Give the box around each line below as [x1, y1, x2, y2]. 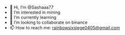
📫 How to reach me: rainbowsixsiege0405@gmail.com [9, 25, 120, 30]
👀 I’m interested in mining [9, 9, 61, 15]
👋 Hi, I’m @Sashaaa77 [9, 5, 54, 10]
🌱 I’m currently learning [9, 15, 57, 20]
